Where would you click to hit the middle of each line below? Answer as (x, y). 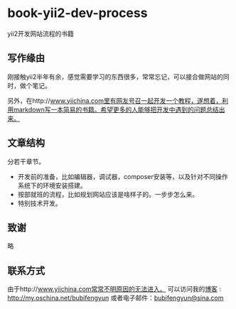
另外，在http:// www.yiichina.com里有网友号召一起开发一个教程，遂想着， (115, 100)
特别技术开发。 (39, 203)
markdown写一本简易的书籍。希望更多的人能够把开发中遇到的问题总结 (116, 109)
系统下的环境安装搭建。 (52, 185)
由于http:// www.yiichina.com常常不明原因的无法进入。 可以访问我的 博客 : (114, 289)
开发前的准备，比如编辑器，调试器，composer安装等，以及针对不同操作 (123, 176)
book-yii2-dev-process (77, 13)
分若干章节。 (26, 161)
